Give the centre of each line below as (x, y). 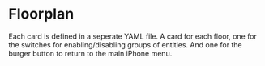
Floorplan (41, 14)
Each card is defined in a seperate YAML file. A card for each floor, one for (132, 36)
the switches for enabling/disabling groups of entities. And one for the (125, 44)
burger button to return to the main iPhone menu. (90, 53)
